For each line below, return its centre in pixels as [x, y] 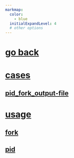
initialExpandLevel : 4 [33, 23]
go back [22, 53]
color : [16, 14]
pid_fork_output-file [37, 93]
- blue [21, 19]
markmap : [14, 10]
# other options [26, 28]
